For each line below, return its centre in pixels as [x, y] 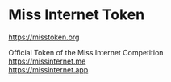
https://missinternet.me [47, 61]
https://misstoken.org [44, 37]
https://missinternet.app [48, 69]
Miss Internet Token [77, 15]
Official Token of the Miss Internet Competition [86, 52]
